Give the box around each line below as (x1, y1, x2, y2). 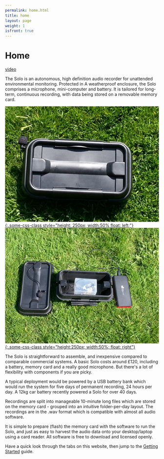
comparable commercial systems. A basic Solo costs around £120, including (5, 359, 159, 365)
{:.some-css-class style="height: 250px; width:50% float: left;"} (5, 222, 134, 228)
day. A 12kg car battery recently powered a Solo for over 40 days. (5, 389, 138, 395)
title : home (5, 13, 29, 18)
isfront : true (5, 28, 34, 34)
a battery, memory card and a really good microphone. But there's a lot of (5, 364, 153, 370)
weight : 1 (5, 23, 25, 28)
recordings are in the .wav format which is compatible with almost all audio (5, 409, 156, 415)
